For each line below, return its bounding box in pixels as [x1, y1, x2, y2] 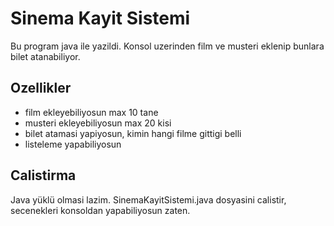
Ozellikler [10, 80, 72, 97]
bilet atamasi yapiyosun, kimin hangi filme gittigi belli [24, 127, 242, 139]
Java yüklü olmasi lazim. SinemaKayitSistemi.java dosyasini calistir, [10, 193, 287, 206]
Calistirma [10, 167, 77, 184]
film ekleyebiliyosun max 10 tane [24, 106, 159, 118]
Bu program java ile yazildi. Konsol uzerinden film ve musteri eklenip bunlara [10, 40, 325, 52]
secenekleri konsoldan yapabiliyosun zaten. [10, 204, 191, 216]
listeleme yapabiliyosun [24, 138, 122, 150]
